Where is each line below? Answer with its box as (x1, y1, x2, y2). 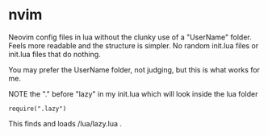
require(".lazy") (8, 105, 67, 113)
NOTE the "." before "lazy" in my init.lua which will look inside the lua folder (8, 89, 258, 98)
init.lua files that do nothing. (8, 49, 101, 59)
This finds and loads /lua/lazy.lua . (8, 118, 123, 128)
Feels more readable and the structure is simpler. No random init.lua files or (8, 40, 259, 50)
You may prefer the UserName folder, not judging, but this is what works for (8, 64, 261, 74)
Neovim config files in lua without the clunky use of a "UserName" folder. (8, 32, 252, 42)
